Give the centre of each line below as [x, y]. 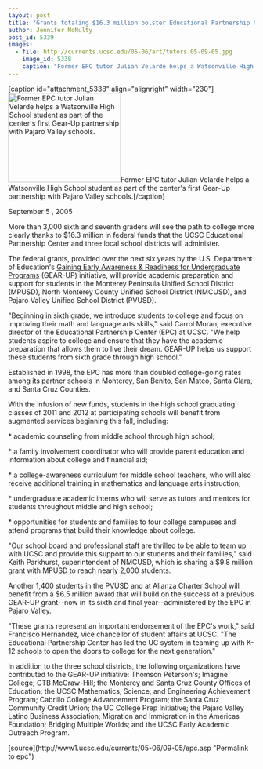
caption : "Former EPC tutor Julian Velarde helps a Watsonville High [138, 67]
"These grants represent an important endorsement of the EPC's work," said [131, 625]
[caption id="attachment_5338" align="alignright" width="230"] [111, 89]
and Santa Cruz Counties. [50, 388]
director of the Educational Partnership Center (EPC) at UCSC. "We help [124, 332]
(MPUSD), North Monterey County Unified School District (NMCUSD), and [127, 292]
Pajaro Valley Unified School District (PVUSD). [82, 300]
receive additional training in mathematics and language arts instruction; [124, 483]
